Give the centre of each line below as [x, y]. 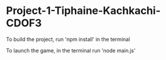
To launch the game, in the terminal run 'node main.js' [71, 50]
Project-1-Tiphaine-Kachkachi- [83, 11]
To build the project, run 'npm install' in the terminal [68, 39]
